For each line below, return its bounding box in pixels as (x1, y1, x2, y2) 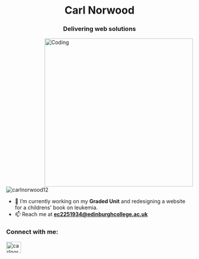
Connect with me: (6, 228, 59, 236)
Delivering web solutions (63, 25, 136, 33)
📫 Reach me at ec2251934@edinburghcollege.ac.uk (14, 211, 148, 218)
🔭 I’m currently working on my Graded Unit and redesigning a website (14, 198, 185, 205)
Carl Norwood (64, 4, 135, 17)
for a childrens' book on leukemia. (14, 204, 98, 211)
